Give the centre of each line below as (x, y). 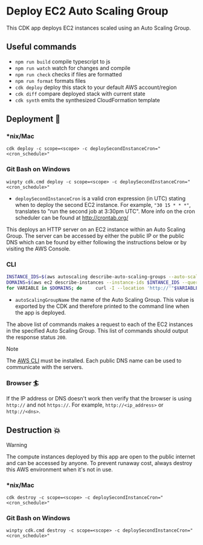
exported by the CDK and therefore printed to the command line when (102, 306)
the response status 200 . (37, 337)
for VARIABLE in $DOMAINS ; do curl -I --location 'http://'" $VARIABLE (102, 288)
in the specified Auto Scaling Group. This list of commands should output (97, 330)
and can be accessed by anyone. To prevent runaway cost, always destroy (99, 463)
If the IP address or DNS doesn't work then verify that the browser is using (99, 398)
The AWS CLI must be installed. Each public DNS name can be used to (94, 361)
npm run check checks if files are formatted (68, 74)
